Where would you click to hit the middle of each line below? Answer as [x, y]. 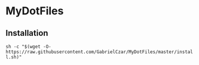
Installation [27, 33]
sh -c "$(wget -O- [28, 47]
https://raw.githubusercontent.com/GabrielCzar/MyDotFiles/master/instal [99, 52]
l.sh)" [14, 57]
